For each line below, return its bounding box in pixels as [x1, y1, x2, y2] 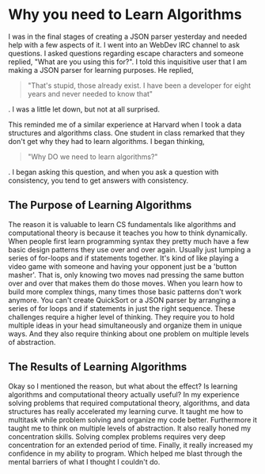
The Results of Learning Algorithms [8, 360, 187, 374]
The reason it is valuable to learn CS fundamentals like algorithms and [8, 219, 237, 229]
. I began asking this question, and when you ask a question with [8, 167, 219, 176]
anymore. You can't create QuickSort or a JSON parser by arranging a [8, 295, 237, 305]
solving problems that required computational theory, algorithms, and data [8, 398, 251, 408]
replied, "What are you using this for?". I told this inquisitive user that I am [8, 57, 248, 66]
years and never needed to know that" [27, 89, 153, 98]
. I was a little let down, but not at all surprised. [8, 104, 161, 114]
